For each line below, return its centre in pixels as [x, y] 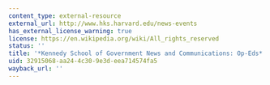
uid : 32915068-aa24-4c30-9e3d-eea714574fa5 [83, 62]
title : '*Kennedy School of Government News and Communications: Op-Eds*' [137, 53]
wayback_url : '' [36, 69]
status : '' [27, 46]
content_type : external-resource [65, 16]
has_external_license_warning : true [70, 31]
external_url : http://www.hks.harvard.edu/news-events [103, 23]
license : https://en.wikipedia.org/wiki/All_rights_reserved [114, 38]
